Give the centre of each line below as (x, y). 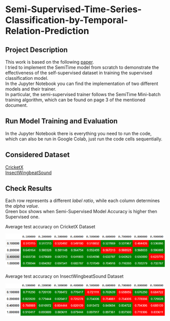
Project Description (37, 50)
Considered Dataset (38, 155)
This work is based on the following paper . (50, 62)
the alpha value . (22, 206)
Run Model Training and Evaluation (61, 121)
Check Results (29, 188)
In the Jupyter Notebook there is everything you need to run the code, (79, 133)
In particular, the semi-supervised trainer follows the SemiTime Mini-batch (83, 94)
